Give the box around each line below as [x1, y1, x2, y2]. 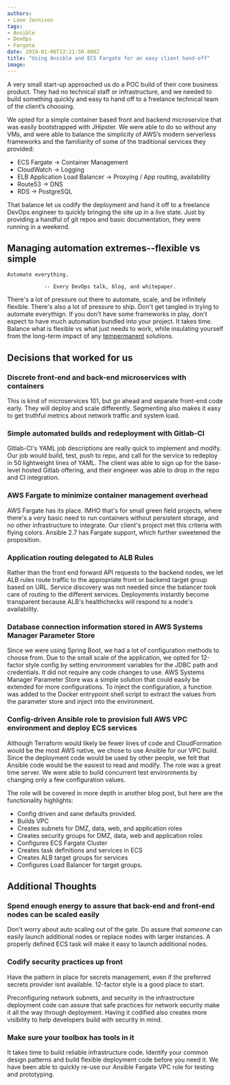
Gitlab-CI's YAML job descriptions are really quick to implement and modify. [7, 444, 222, 453]
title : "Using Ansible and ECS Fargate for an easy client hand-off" [7, 55, 211, 62]
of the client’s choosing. [7, 102, 75, 110]
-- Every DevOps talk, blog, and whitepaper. [43, 283, 176, 290]
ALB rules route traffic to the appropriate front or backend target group [7, 576, 207, 584]
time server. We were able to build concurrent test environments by [7, 768, 198, 776]
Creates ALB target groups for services [16, 853, 128, 861]
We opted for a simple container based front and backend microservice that [7, 115, 222, 124]
